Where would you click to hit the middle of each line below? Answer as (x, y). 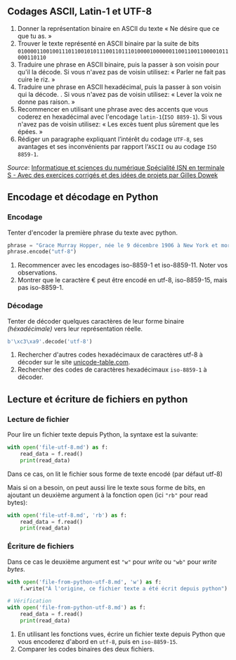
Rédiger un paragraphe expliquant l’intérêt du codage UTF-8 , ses (110, 139)
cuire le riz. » (36, 79)
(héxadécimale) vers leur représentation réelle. (75, 329)
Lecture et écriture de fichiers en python (98, 399)
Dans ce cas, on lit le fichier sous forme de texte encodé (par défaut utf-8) (115, 474)
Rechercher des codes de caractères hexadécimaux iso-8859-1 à (112, 370)
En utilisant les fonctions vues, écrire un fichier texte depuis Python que (122, 634)
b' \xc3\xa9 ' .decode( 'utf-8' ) (50, 341)
